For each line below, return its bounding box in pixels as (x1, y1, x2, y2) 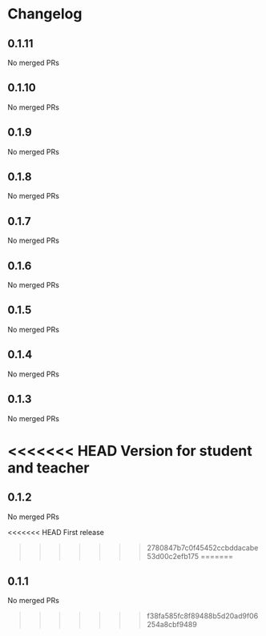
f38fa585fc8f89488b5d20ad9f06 (147, 611, 259, 621)
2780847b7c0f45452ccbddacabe (147, 542, 259, 553)
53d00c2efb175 (147, 551, 199, 561)
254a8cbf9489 (147, 620, 197, 630)
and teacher (7, 458, 90, 477)
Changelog (7, 5, 83, 23)
